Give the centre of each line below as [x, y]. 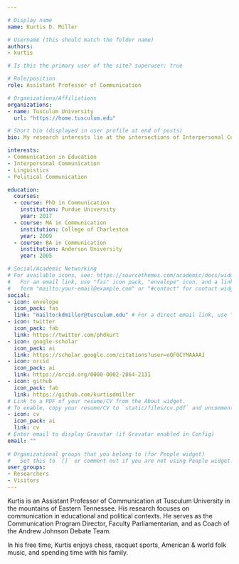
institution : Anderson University [71, 249]
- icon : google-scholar [43, 341]
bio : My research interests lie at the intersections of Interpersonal [116, 137]
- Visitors [23, 481]
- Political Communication [47, 177]
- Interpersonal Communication [54, 163]
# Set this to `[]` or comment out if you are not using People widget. [121, 461]
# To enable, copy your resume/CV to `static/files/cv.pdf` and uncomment [121, 408]
